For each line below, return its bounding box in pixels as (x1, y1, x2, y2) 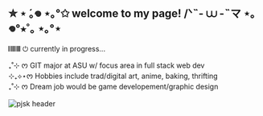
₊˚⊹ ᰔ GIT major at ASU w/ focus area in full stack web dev (8, 60, 205, 70)
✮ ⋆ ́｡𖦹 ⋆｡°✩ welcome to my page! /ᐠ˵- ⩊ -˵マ (8, 6, 241, 21)
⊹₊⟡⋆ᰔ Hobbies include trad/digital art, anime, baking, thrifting (8, 71, 219, 81)
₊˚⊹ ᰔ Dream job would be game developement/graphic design (8, 81, 219, 91)
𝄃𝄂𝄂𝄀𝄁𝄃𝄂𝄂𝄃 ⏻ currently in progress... (8, 43, 106, 53)
